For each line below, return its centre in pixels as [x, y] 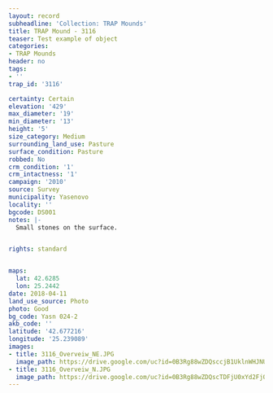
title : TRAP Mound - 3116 [52, 31]
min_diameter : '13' [41, 122]
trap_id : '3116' [36, 84]
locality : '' [30, 204]
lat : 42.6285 [38, 279]
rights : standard [38, 249]
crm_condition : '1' [41, 167]
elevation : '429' [38, 107]
